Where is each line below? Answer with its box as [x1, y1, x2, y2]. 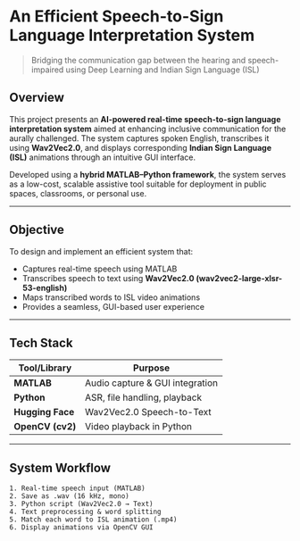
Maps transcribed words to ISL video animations [21, 292, 201, 303]
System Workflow [9, 460, 112, 475]
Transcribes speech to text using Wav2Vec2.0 [21, 272, 195, 283]
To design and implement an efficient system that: [9, 246, 194, 256]
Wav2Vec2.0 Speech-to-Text [84, 406, 212, 419]
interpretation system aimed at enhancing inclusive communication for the [9, 123, 287, 134]
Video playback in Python [84, 420, 192, 433]
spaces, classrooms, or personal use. [9, 187, 147, 198]
